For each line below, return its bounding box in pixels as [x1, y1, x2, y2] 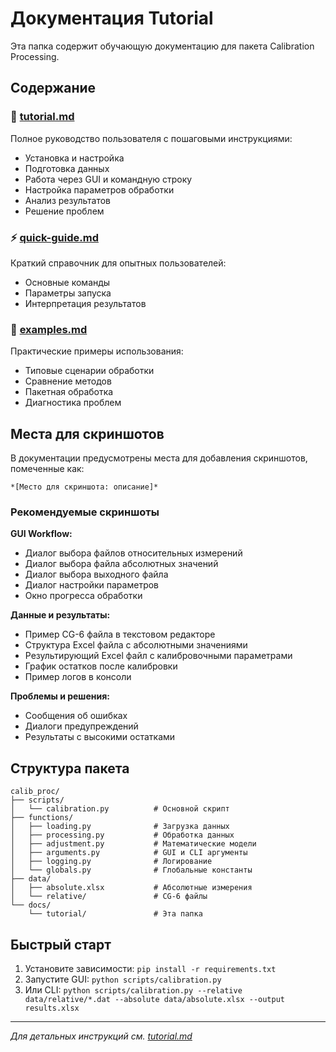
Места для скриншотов [10, 425, 165, 442]
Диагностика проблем [24, 397, 122, 409]
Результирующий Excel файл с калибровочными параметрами [24, 650, 293, 662]
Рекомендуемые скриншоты [10, 505, 160, 519]
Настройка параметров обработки [24, 183, 175, 196]
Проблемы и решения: [10, 690, 110, 702]
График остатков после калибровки [24, 660, 178, 672]
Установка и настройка [24, 152, 125, 164]
